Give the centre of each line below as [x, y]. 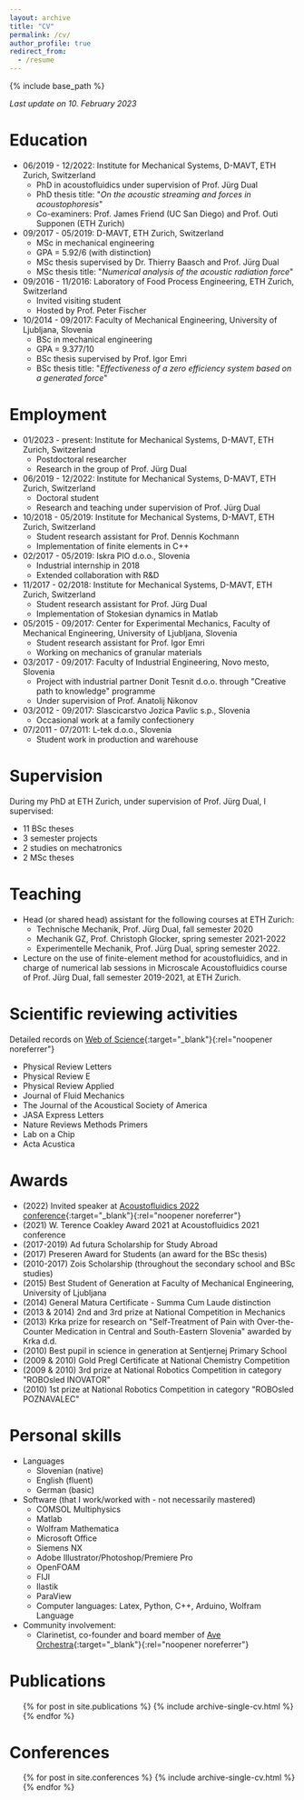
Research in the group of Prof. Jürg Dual [112, 468]
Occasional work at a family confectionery [115, 720]
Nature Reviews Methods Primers [85, 1125]
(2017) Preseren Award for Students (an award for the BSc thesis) [145, 1254]
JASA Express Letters [63, 1115]
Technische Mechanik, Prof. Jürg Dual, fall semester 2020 [145, 929]
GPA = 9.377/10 [65, 349]
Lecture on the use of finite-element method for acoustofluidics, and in [155, 958]
